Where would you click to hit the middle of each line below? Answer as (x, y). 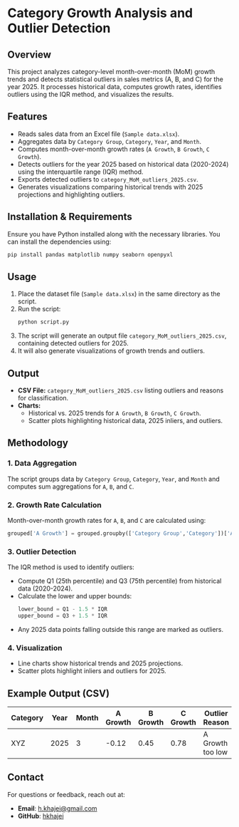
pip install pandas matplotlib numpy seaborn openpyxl (90, 254)
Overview (30, 54)
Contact (26, 777)
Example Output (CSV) (59, 693)
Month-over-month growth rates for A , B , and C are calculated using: (107, 520)
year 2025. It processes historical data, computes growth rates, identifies (115, 87)
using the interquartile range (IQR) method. (80, 172)
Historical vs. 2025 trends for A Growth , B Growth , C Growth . (115, 413)
